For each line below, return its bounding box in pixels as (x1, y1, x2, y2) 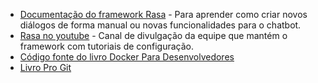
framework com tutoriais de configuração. (19, 40, 194, 52)
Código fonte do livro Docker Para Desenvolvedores (19, 51, 235, 63)
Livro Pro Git (19, 62, 72, 73)
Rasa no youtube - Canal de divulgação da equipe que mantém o (19, 30, 288, 41)
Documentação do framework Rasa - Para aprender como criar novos (19, 9, 308, 20)
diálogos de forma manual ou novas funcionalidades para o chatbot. (19, 19, 302, 31)
